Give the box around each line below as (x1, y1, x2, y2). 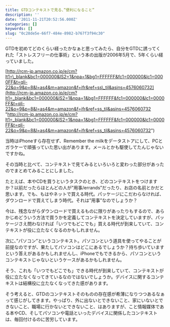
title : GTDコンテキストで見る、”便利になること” (5, 7, 95, 13)
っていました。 (5, 58, 36, 64)
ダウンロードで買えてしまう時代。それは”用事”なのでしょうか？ (5, 197, 138, 203)
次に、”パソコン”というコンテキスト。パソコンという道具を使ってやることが (5, 238, 162, 243)
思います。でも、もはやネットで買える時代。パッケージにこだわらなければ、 (5, 191, 164, 197)
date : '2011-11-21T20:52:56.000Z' (5, 17, 78, 22)
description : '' (5, 12, 39, 17)
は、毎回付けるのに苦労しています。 (5, 316, 80, 322)
